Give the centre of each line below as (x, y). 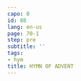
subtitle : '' (26, 46)
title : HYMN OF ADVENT (40, 66)
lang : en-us (25, 27)
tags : (15, 54)
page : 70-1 (23, 33)
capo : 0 (19, 14)
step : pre (22, 40)
